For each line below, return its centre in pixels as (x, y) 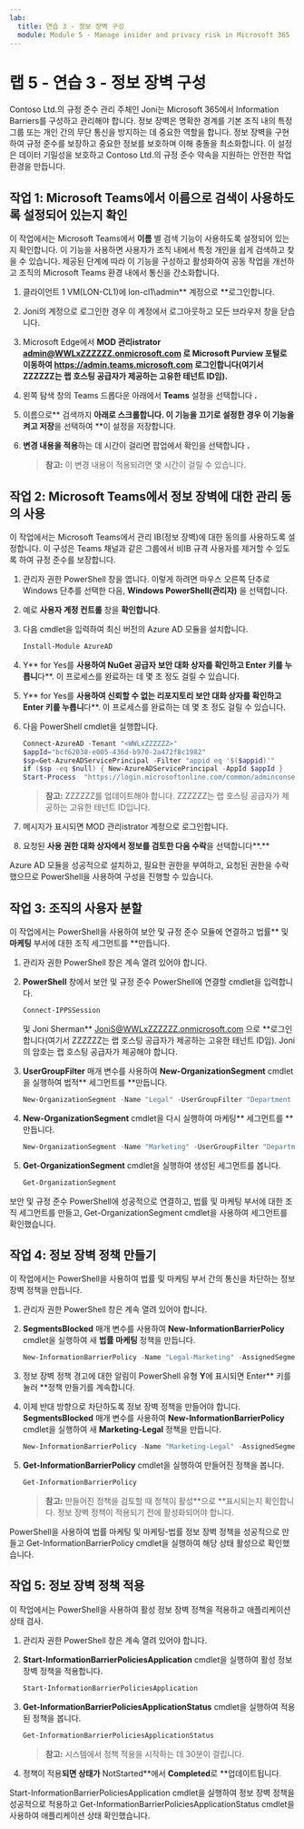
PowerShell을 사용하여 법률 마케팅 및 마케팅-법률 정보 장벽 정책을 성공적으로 (145, 1531)
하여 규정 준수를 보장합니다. (67, 560)
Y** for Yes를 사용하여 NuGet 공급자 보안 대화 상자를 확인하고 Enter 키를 (152, 664)
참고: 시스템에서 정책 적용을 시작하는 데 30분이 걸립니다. (145, 1753)
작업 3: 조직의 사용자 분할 (76, 908)
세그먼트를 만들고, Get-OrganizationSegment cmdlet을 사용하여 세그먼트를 (153, 1212)
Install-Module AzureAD (68, 646)
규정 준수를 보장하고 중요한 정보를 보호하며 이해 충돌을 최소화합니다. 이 (151, 144)
